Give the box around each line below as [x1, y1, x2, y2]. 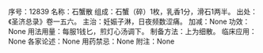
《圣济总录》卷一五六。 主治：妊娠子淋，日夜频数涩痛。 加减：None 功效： [8, 17, 250, 26]
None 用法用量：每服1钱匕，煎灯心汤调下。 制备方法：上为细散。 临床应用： [8, 27, 257, 36]
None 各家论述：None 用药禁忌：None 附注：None [8, 36, 175, 46]
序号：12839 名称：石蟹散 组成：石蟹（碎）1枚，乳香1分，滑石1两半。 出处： [8, 7, 258, 16]
